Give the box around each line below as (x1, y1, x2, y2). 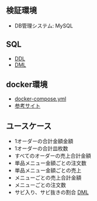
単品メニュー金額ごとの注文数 (14, 160, 86, 167)
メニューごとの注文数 (14, 182, 66, 189)
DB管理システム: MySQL (14, 22, 73, 29)
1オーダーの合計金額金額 (14, 138, 74, 145)
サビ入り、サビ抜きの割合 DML (14, 189, 89, 196)
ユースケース (6, 121, 51, 131)
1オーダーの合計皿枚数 (14, 145, 68, 152)
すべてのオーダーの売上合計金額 (14, 153, 92, 160)
